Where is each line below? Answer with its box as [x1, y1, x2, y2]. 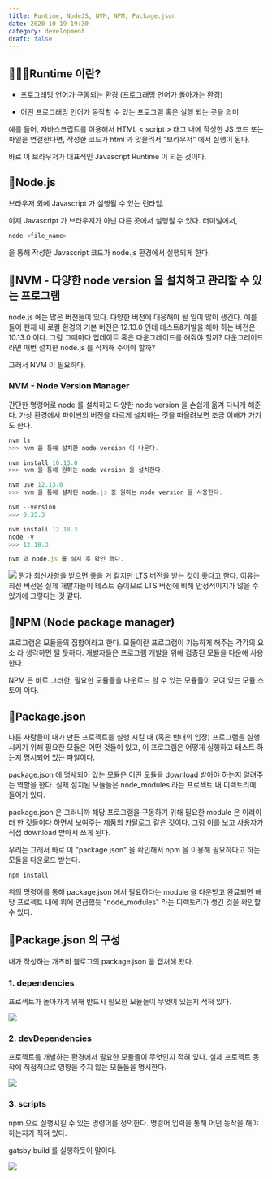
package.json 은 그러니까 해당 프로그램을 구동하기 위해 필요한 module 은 [8, 807, 241, 817]
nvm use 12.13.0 [8, 481, 63, 489]
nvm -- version [8, 503, 57, 512]
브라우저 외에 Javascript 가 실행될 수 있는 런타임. [8, 198, 165, 208]
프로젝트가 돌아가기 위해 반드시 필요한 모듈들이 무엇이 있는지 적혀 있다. [8, 996, 231, 1006]
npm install [8, 871, 49, 879]
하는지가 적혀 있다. [8, 1128, 67, 1138]
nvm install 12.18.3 [8, 525, 79, 533]
